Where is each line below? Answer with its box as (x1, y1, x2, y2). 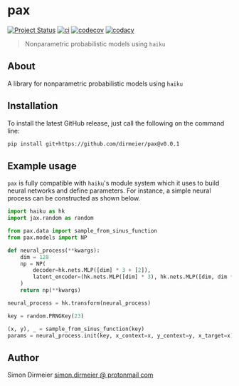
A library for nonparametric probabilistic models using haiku (7, 79, 184, 88)
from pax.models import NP (7, 234, 87, 241)
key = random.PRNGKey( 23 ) (7, 313, 84, 320)
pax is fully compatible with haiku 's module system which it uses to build (7, 179, 220, 188)
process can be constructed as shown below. (7, 194, 141, 203)
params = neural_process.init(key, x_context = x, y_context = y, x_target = (7, 332, 228, 339)
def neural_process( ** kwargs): (7, 247, 100, 254)
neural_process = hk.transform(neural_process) (7, 299, 152, 307)
